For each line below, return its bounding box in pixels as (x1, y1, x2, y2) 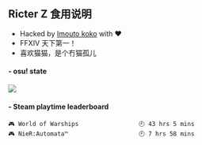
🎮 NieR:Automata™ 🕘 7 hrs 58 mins (8, 130, 195, 138)
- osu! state (8, 66, 48, 76)
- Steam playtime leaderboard (8, 102, 109, 111)
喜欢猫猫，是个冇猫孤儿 (19, 48, 97, 58)
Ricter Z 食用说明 (8, 7, 93, 21)
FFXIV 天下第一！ (19, 38, 77, 47)
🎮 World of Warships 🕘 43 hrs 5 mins (8, 121, 195, 128)
